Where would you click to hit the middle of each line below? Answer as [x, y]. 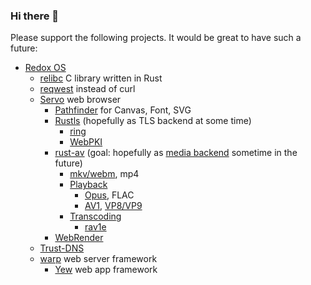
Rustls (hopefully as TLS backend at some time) [153, 121]
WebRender [79, 238]
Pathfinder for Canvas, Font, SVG [123, 110]
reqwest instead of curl [87, 89]
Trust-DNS [62, 248]
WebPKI [86, 142]
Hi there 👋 [35, 16]
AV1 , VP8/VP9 [113, 206]
